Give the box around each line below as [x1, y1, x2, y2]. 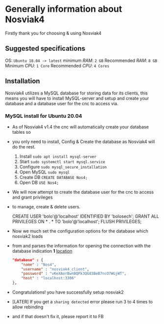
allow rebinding [12, 304, 44, 310]
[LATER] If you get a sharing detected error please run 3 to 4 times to [12, 299, 153, 305]
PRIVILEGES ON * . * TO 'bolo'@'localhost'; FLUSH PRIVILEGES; [12, 218, 142, 224]
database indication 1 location [12, 248, 72, 254]
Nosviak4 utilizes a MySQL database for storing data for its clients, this [5, 90, 148, 96]
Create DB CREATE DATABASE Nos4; [19, 174, 88, 180]
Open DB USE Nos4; [19, 179, 59, 185]
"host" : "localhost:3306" [21, 276, 76, 281]
